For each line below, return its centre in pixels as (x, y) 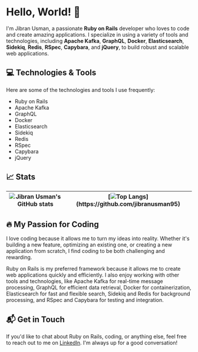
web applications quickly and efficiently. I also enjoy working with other (93, 275)
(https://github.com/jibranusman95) (128, 204)
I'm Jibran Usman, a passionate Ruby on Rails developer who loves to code (98, 28)
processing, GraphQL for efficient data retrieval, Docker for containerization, (99, 288)
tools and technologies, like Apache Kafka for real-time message (85, 281)
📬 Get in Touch (35, 319)
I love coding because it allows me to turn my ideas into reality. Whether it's (98, 239)
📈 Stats (21, 177)
